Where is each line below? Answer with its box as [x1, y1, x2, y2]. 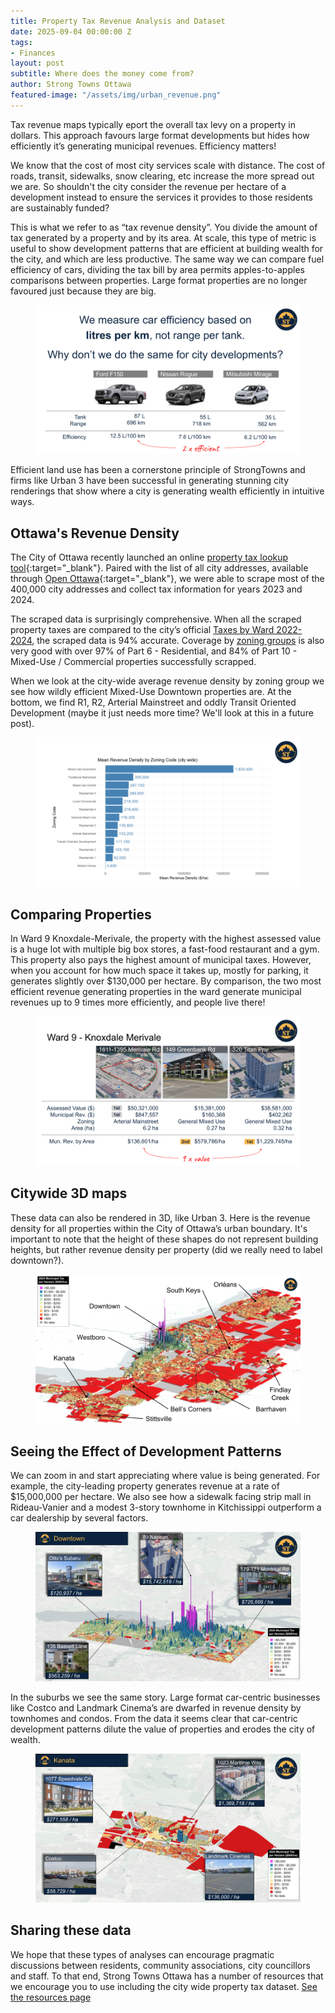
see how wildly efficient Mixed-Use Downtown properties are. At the [10, 686, 292, 698]
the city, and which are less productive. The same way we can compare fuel [10, 253, 325, 265]
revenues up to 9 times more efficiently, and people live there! [10, 996, 266, 1009]
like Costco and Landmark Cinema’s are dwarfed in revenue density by [10, 1701, 302, 1714]
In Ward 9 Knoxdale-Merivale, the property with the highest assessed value [10, 933, 322, 945]
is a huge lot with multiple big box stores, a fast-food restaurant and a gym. [10, 943, 320, 955]
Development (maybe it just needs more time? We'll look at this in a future [10, 707, 314, 719]
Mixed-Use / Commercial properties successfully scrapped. [10, 656, 257, 668]
